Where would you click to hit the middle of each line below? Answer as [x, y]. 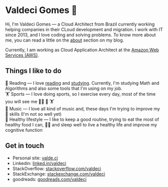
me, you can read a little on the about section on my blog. [65, 40]
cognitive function [24, 130]
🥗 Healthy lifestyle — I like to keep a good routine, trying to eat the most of [82, 119]
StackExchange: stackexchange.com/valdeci [59, 174]
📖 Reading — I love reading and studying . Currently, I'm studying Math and [82, 83]
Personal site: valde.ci [35, 158]
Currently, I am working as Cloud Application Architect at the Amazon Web [82, 50]
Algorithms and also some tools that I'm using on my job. [64, 88]
